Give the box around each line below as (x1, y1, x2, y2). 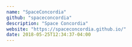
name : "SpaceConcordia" (6, 9, 67, 15)
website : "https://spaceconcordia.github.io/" (6, 26, 127, 32)
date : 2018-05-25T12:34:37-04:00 (6, 32, 91, 38)
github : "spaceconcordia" (6, 15, 72, 21)
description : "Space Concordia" (6, 20, 88, 26)
